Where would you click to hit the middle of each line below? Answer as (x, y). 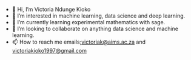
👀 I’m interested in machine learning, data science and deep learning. (99, 16)
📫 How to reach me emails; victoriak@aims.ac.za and (79, 42)
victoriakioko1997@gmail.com (49, 51)
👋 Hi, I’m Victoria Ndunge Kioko (51, 9)
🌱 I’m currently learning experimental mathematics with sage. (89, 22)
